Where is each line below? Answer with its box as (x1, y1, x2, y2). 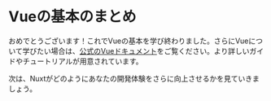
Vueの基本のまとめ (8, 7, 137, 26)
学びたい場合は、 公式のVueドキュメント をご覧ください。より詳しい (22, 46, 250, 55)
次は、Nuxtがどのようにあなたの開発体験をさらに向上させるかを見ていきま (8, 73, 260, 83)
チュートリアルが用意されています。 (22, 56, 144, 66)
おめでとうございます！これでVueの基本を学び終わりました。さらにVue (8, 36, 249, 46)
